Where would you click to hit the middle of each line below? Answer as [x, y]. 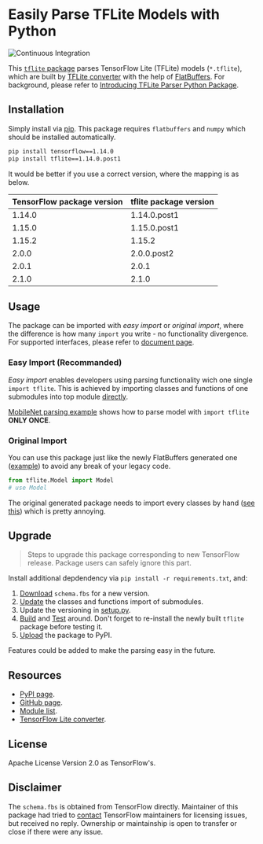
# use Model [27, 488]
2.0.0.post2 [152, 253]
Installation [36, 110]
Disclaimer [35, 788]
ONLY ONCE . [29, 420]
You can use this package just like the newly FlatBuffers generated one [123, 457]
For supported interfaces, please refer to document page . [101, 342]
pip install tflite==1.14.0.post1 [65, 159]
